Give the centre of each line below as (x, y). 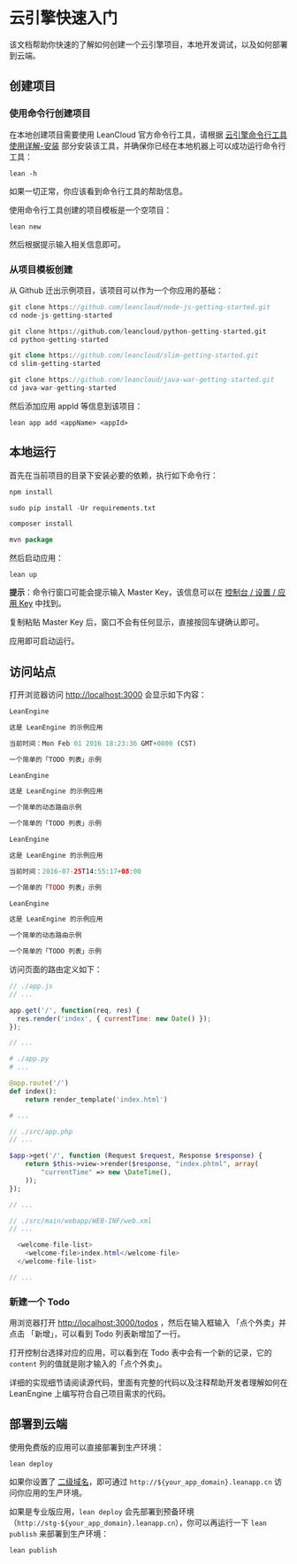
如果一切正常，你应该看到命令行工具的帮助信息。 (98, 191)
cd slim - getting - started (55, 364)
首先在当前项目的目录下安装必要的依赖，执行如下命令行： (114, 475)
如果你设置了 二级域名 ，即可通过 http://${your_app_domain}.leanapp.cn (141, 1482)
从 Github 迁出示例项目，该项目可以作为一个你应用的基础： (116, 290)
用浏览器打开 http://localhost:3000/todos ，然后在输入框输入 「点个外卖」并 (148, 1323)
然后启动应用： (36, 558)
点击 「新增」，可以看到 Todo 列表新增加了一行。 (97, 1334)
